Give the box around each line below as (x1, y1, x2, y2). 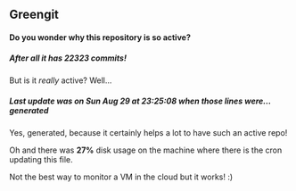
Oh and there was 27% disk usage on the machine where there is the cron (9, 145, 283, 155)
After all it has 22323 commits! (9, 53, 127, 63)
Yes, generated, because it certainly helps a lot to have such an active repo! (9, 127, 288, 137)
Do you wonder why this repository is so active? (9, 31, 192, 43)
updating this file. (9, 154, 73, 164)
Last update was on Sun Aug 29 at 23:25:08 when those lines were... (9, 95, 272, 106)
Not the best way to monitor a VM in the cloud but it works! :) (9, 171, 234, 182)
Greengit (9, 7, 60, 22)
